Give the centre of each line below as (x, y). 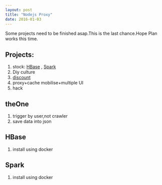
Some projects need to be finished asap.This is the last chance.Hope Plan (81, 34)
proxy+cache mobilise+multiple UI (48, 83)
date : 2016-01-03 (23, 19)
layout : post (19, 10)
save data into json (32, 121)
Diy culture (24, 72)
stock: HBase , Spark (34, 67)
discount (22, 77)
